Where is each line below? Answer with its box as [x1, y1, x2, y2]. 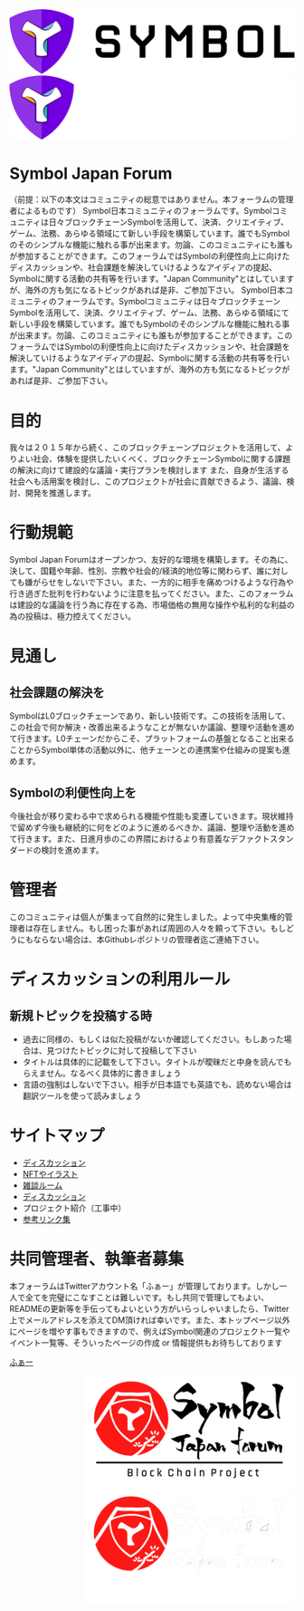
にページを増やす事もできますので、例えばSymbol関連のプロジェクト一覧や [9, 1326, 291, 1336]
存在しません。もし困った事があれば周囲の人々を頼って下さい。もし [33, 922, 287, 933]
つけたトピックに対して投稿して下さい [53, 1045, 197, 1056]
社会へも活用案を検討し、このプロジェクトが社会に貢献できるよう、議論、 [9, 476, 287, 487]
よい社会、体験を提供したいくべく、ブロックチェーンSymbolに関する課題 [16, 453, 291, 465]
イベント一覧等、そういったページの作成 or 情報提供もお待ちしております [9, 1336, 283, 1348]
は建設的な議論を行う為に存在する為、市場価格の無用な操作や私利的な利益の [9, 600, 295, 611]
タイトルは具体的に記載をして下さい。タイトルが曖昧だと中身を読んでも [22, 1056, 292, 1067]
